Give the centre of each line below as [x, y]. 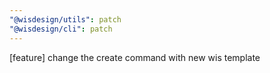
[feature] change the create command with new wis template [135, 57]
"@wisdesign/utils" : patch [65, 19]
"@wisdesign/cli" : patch [61, 29]
